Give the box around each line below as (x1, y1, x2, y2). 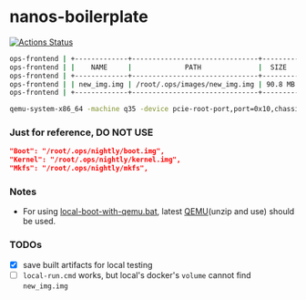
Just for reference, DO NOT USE (9, 126, 154, 139)
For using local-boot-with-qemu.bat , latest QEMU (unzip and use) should (22, 206, 295, 217)
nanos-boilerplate (9, 6, 148, 27)
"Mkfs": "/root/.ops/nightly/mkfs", (9, 164, 148, 173)
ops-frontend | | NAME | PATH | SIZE (9, 62, 287, 72)
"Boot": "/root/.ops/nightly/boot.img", (9, 147, 166, 156)
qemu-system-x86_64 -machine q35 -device (9, 105, 169, 114)
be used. (22, 216, 56, 227)
